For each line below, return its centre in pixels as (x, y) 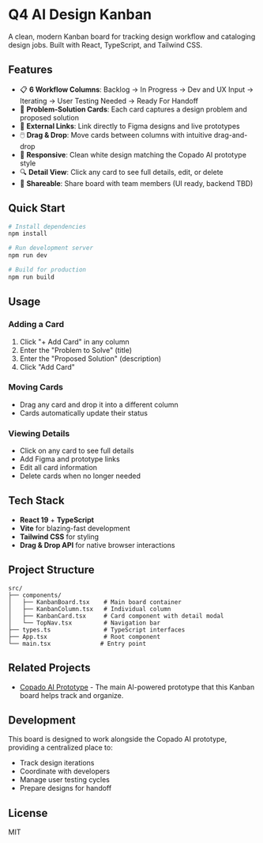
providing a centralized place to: (60, 748)
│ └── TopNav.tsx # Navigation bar (84, 623)
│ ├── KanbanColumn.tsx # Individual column (90, 609)
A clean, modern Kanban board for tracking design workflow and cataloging (132, 36)
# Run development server (51, 248)
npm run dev (28, 256)
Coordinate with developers (65, 771)
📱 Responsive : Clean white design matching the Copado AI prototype (133, 154)
